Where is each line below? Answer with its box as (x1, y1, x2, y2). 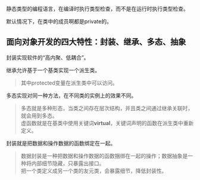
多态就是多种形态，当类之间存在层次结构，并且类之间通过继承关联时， (20, 104, 193, 111)
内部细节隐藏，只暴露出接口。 (31, 160, 105, 167)
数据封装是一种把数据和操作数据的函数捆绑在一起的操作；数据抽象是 (20, 152, 188, 159)
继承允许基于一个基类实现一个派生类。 (6, 66, 100, 73)
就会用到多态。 (20, 112, 58, 119)
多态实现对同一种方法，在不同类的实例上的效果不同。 (6, 92, 137, 99)
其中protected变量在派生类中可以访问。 (20, 79, 118, 86)
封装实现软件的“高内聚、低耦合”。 (6, 54, 89, 61)
